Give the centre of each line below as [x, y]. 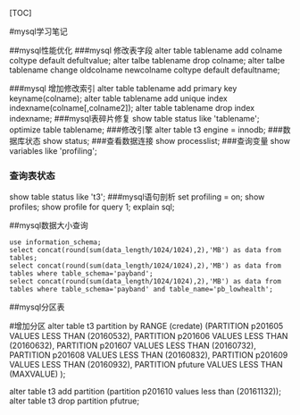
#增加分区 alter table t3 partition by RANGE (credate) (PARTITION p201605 [146, 326]
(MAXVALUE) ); [37, 374]
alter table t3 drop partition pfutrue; [75, 401]
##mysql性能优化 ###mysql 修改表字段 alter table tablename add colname [146, 50]
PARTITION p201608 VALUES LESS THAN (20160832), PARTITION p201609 [149, 355]
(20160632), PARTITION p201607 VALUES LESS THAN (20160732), [133, 346]
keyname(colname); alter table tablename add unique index [118, 98]
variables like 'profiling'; [53, 151]
